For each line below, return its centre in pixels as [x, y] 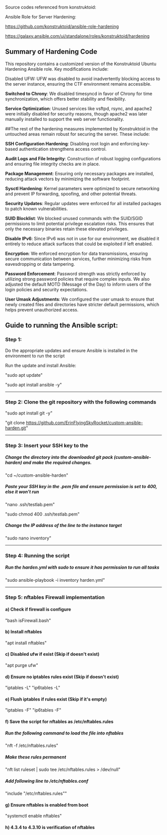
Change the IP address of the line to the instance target [64, 525]
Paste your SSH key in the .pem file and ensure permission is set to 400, [81, 487]
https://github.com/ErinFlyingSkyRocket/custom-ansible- [84, 422]
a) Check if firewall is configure [38, 610]
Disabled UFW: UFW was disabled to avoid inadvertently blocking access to [83, 79]
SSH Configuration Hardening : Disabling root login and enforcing [72, 143]
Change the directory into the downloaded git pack [59, 457]
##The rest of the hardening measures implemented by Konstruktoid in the [82, 128]
